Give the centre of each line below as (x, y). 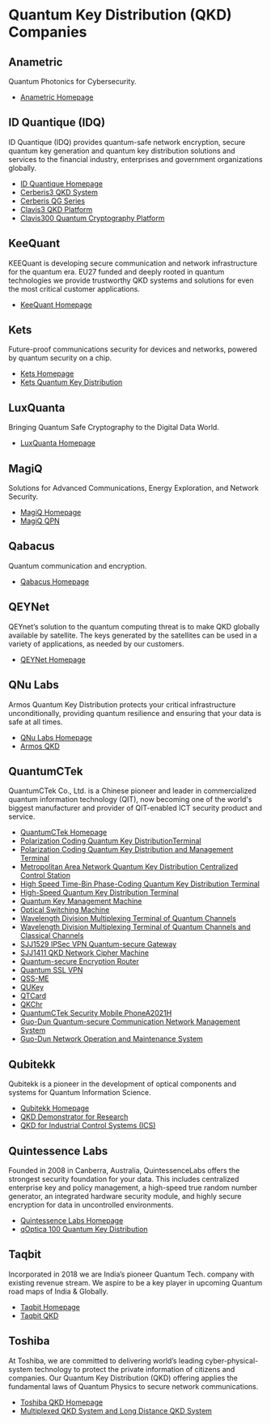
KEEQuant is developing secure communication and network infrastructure (133, 263)
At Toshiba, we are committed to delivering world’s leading (106, 1360)
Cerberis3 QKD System (59, 192)
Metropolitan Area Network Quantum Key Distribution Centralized (129, 867)
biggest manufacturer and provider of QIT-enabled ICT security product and (135, 808)
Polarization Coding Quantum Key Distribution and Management (127, 850)
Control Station (45, 876)
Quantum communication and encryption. (78, 565)
